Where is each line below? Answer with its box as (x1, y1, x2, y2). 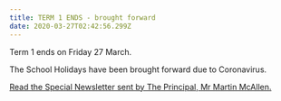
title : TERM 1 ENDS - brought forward (9, 13, 156, 23)
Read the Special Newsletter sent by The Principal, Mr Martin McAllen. (9, 81, 272, 92)
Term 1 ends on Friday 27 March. (9, 46, 132, 57)
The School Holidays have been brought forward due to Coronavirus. (9, 64, 267, 75)
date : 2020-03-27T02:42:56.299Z (9, 22, 131, 31)
